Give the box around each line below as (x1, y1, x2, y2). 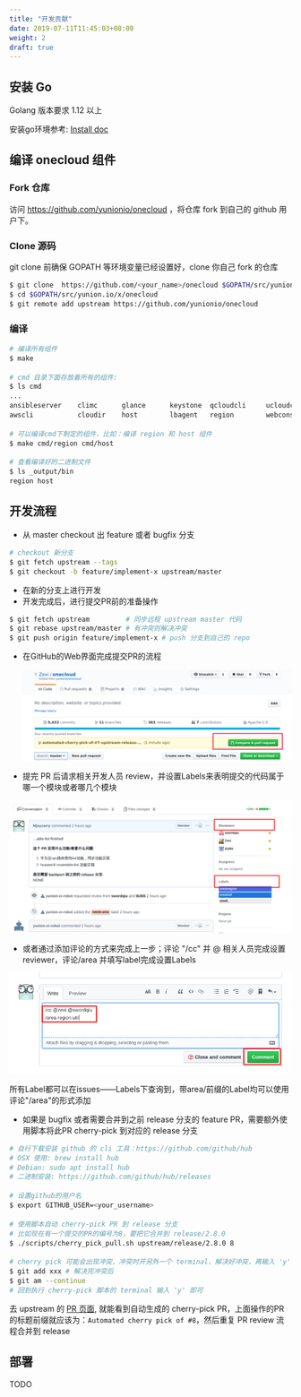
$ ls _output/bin (9, 467, 74, 477)
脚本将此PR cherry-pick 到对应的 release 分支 (30, 1125, 199, 1135)
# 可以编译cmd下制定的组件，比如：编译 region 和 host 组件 (9, 429, 212, 438)
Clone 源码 (9, 239, 56, 252)
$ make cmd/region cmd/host (9, 439, 115, 448)
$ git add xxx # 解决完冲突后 (9, 1267, 114, 1276)
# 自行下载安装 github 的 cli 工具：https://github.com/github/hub (9, 1143, 253, 1153)
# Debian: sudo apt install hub (9, 1163, 130, 1172)
